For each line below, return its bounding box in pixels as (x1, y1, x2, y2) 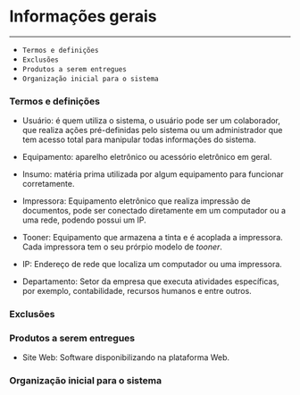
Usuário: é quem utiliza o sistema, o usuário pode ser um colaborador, (21, 115, 281, 126)
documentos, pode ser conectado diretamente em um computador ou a (21, 206, 286, 216)
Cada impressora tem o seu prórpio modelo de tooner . (21, 241, 223, 252)
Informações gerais (9, 6, 157, 27)
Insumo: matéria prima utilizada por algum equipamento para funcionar (21, 169, 284, 180)
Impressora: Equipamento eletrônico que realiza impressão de (21, 196, 251, 206)
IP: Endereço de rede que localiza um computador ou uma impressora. (21, 259, 283, 270)
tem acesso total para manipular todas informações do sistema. (21, 134, 256, 145)
